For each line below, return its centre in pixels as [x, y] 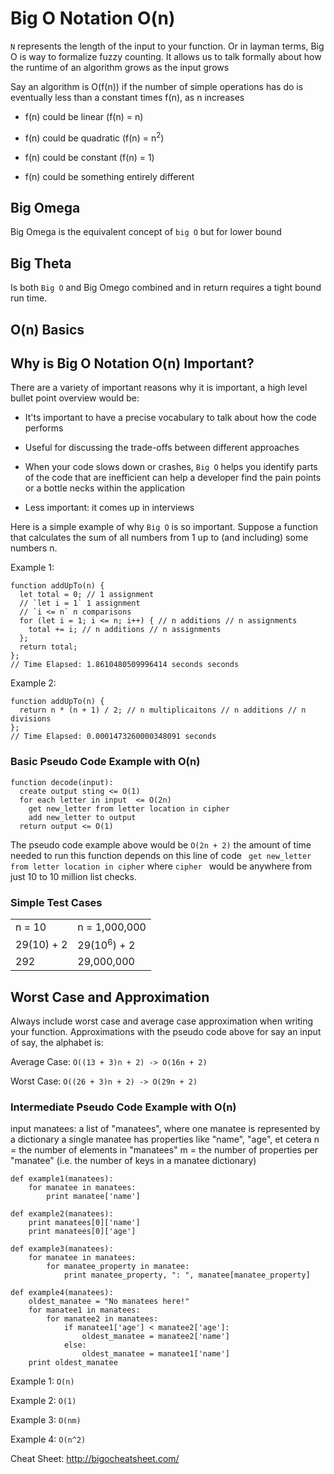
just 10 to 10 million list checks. [73, 876]
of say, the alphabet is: [57, 1043]
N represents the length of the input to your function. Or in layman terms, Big [167, 46]
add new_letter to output [82, 817]
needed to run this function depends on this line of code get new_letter [161, 855]
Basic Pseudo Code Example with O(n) [105, 762]
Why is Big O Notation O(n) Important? [132, 363]
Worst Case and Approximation [110, 997]
